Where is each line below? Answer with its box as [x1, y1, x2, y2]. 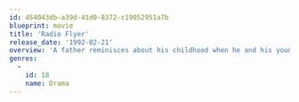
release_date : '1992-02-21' [9, 37, 114, 47]
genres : [9, 54, 38, 63]
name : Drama [25, 79, 69, 88]
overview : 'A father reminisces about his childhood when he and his [9, 46, 273, 55]
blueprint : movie [9, 21, 74, 30]
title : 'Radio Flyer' [9, 29, 90, 38]
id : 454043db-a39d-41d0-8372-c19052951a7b [9, 12, 169, 22]
